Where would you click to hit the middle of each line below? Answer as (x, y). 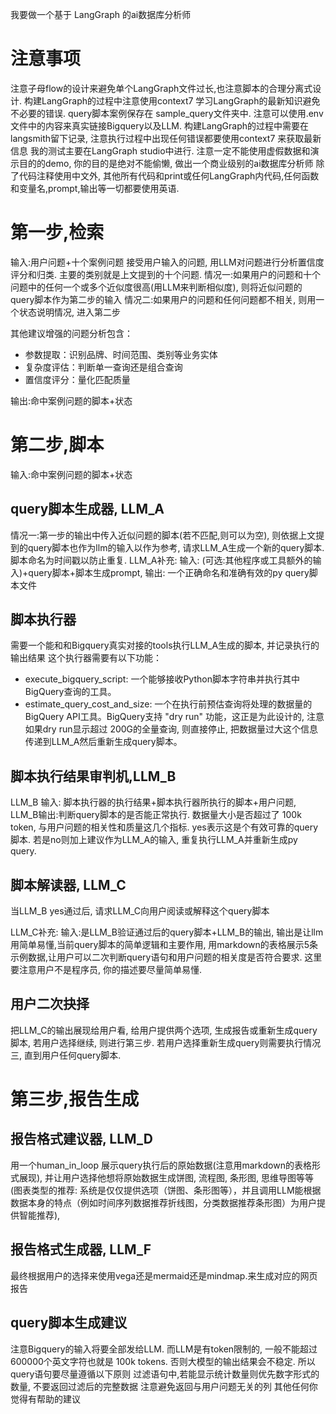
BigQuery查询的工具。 (70, 692)
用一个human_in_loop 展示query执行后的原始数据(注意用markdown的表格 (161, 1165)
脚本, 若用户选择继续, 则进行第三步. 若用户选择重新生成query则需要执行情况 (166, 1042)
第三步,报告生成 (75, 1099)
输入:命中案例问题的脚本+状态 (71, 474)
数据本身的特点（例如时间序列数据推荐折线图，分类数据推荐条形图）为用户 (163, 1202)
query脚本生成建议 (69, 1323)
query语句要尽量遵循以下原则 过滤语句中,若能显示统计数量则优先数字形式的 (165, 1374)
